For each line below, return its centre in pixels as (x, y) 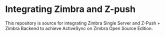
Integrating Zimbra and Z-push (70, 9)
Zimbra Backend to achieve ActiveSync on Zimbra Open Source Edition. (79, 28)
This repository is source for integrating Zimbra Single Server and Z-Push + (83, 23)
